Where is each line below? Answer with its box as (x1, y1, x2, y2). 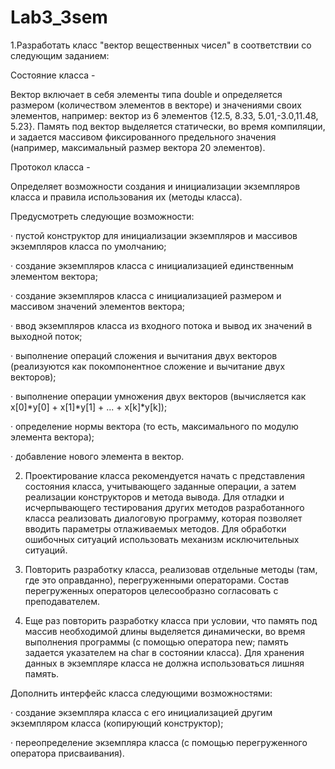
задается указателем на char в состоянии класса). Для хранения (24, 646, 305, 658)
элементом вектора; (10, 270, 98, 282)
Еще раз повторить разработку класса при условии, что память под (24, 614, 318, 626)
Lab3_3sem (10, 6, 108, 29)
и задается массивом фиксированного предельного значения (10, 131, 277, 143)
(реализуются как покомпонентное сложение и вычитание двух (10, 360, 286, 372)
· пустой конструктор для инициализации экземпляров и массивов (10, 229, 298, 241)
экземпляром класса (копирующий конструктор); (10, 717, 224, 729)
